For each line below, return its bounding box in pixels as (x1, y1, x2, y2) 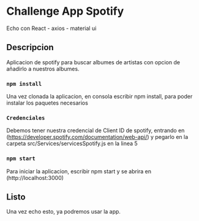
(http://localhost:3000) (6, 174, 64, 181)
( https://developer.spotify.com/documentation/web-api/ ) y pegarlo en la (6, 133, 189, 141)
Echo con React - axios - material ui (6, 24, 97, 32)
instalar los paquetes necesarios (6, 99, 89, 107)
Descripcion (6, 42, 54, 53)
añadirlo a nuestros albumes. (6, 65, 80, 72)
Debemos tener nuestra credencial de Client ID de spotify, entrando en (6, 127, 185, 134)
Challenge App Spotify (6, 4, 124, 18)
